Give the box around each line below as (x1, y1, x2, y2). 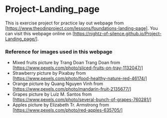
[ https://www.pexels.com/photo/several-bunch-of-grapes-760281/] (12, 97, 152, 103)
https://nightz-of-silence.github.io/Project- (74, 30, 162, 36)
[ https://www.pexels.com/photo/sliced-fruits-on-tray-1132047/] (12, 65, 143, 71)
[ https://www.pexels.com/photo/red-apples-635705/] (12, 107, 123, 113)
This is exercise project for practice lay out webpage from (5, 20, 124, 26)
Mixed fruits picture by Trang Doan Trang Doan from (12, 60, 121, 66)
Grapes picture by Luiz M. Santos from (12, 91, 92, 98)
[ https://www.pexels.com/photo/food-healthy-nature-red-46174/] (12, 76, 147, 82)
